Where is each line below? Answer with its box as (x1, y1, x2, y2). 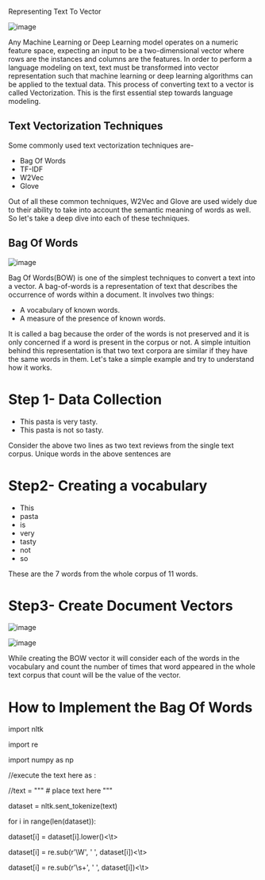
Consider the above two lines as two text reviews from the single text (8, 440, 234, 450)
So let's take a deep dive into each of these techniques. (8, 213, 190, 223)
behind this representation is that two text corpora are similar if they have (8, 345, 248, 355)
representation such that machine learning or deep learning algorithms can (8, 71, 253, 80)
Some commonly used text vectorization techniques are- (8, 140, 194, 150)
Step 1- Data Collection (8, 390, 163, 408)
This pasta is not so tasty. (19, 425, 104, 435)
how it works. (8, 363, 52, 372)
